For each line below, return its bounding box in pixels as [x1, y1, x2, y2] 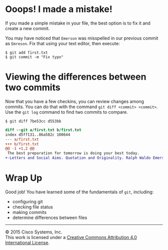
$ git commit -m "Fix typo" [5, 54, 64, 60]
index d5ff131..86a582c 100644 [5, 132, 70, 137]
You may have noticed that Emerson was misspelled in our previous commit [5, 35, 158, 41]
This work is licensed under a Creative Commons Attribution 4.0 [5, 234, 137, 240]
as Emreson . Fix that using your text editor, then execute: [5, 40, 120, 46]
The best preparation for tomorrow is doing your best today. [7, 151, 140, 156]
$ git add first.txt [5, 50, 48, 55]
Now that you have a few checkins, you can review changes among [5, 98, 144, 104]
